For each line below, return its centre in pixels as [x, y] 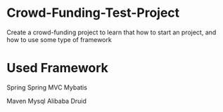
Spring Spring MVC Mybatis [47, 87]
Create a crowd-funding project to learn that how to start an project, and [111, 32]
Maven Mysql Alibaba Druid [47, 101]
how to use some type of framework [59, 39]
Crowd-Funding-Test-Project [93, 13]
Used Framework [57, 68]
